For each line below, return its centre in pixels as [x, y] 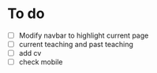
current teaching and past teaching [76, 44]
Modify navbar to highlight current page [84, 35]
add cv [30, 53]
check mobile [41, 62]
